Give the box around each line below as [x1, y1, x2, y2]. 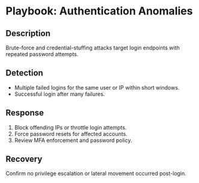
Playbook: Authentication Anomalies [5, 4, 193, 18]
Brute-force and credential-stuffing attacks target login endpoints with [5, 44, 180, 51]
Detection [5, 68, 43, 78]
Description [5, 28, 51, 39]
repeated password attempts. [5, 51, 79, 58]
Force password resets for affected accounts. [14, 130, 127, 137]
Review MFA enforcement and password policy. [14, 137, 133, 144]
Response [5, 108, 44, 118]
